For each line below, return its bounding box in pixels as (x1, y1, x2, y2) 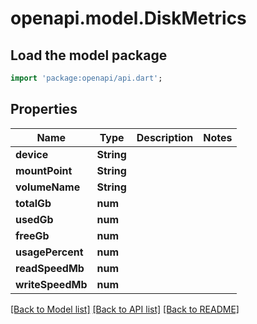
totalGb (15, 196, 52, 210)
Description (136, 130, 194, 144)
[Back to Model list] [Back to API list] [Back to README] (10, 303, 240, 315)
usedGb (15, 212, 54, 226)
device (15, 147, 49, 161)
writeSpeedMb (15, 277, 88, 291)
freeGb (15, 228, 50, 242)
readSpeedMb (15, 261, 85, 275)
